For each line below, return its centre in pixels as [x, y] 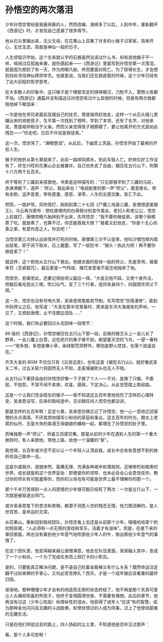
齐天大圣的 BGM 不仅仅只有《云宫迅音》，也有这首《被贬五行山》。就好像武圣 [81, 362]
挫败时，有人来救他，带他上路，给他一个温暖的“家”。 [58, 440]
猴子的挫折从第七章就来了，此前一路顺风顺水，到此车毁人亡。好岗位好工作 [79, 159]
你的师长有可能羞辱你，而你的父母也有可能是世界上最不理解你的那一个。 [81, 479]
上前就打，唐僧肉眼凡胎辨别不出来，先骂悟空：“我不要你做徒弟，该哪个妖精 [81, 217]
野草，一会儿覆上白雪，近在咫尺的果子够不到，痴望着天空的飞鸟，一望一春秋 [81, 339]
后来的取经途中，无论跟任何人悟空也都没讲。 [83, 401]
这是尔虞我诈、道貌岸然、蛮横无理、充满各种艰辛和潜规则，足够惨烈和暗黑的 [81, 467]
